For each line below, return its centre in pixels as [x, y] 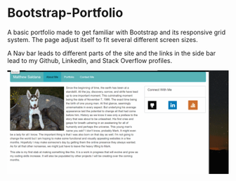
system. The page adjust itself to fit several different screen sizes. [103, 39]
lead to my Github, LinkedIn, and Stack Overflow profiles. [90, 60]
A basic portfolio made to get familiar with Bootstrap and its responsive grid [117, 32]
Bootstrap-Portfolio [65, 13]
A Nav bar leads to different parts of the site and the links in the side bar [112, 53]
